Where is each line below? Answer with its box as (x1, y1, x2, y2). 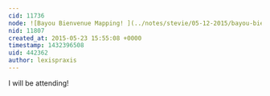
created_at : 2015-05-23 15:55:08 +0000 (8, 34, 142, 42)
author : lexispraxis (8, 57, 78, 65)
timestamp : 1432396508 (8, 42, 84, 50)
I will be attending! (8, 78, 70, 88)
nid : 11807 (8, 26, 45, 34)
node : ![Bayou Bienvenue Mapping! (8, 19, 125, 27)
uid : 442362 (8, 49, 48, 57)
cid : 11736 (8, 11, 45, 20)
